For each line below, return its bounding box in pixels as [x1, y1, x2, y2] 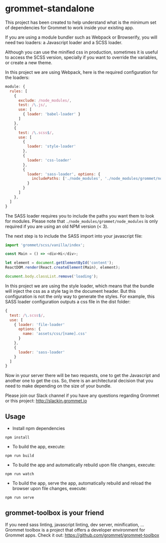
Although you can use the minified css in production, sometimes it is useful [5, 49, 158, 55]
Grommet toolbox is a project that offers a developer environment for [5, 527, 145, 533]
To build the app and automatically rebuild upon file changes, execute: [12, 462, 156, 468]
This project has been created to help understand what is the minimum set [5, 19, 157, 25]
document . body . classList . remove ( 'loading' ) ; [5, 274, 98, 279]
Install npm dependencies [12, 426, 65, 432]
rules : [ [9, 89, 28, 94]
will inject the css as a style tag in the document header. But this [5, 288, 136, 294]
